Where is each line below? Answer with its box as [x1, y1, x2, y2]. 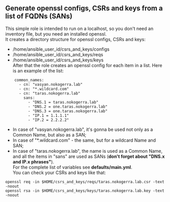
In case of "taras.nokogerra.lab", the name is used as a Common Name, [12, 148, 163, 154]
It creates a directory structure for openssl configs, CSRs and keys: [5, 36, 146, 42]
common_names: [14, 77, 44, 83]
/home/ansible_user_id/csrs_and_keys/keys [12, 57, 104, 63]
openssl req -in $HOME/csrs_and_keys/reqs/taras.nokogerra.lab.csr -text [5, 179, 165, 184]
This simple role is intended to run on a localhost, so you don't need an [5, 25, 154, 31]
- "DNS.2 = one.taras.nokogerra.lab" [27, 104, 108, 109]
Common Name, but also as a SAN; [12, 131, 87, 138]
